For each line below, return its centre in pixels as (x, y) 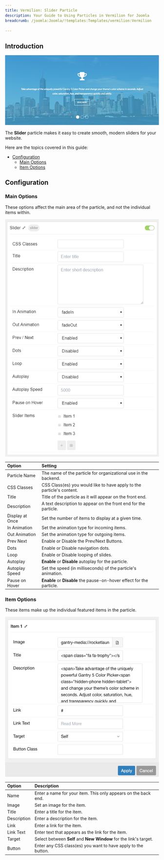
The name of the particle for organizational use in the (94, 473)
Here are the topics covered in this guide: (47, 148)
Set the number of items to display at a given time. (92, 518)
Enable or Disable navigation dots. (75, 548)
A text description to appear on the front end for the (93, 504)
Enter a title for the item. (59, 812)
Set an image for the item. (60, 805)
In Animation (20, 527)
